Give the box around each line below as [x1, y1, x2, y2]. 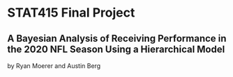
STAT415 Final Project [7, 5, 135, 21]
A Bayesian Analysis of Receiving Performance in [7, 33, 227, 44]
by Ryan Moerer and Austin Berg [7, 62, 101, 70]
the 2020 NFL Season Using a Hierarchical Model [7, 43, 225, 55]
